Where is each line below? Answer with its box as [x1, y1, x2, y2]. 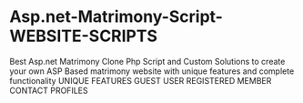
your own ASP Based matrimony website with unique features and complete [9, 66, 295, 77]
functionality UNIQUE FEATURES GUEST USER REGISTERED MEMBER [9, 75, 272, 86]
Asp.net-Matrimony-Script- [9, 6, 223, 27]
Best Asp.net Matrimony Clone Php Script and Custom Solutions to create [9, 56, 286, 67]
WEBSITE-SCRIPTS [9, 26, 157, 46]
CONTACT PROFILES [9, 85, 88, 96]
